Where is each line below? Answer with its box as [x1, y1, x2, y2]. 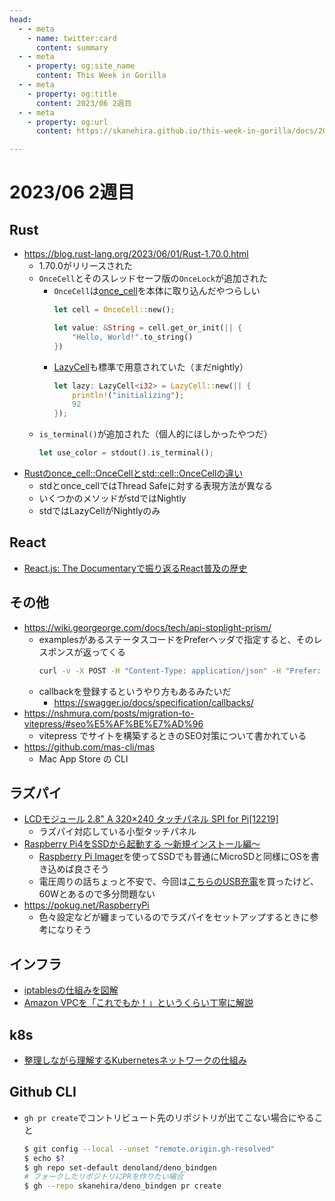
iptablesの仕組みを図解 [23, 984, 119, 996]
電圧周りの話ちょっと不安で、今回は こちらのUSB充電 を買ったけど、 [38, 876, 319, 888]
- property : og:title [27, 89, 117, 99]
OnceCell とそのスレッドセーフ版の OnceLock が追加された [38, 272, 268, 285]
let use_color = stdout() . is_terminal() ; [38, 448, 214, 458]
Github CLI [9, 1084, 77, 1101]
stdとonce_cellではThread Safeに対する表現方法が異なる [38, 480, 273, 491]
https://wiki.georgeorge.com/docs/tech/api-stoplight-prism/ [23, 621, 272, 633]
